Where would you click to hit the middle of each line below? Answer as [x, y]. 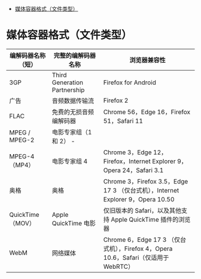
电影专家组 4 [70, 161]
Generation [68, 82]
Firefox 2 [116, 100]
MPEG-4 [22, 156]
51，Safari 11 [123, 121]
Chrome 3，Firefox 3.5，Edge [146, 181]
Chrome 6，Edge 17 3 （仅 [142, 240]
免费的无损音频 [73, 112]
